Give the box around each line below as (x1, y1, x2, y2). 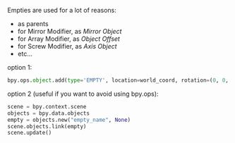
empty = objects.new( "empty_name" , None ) (7, 116, 131, 123)
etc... (17, 49, 33, 58)
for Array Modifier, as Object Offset (17, 35, 120, 43)
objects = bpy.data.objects (7, 109, 90, 117)
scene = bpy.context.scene (7, 103, 87, 110)
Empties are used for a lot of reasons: (7, 6, 116, 14)
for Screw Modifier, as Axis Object (17, 42, 118, 50)
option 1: (7, 63, 32, 71)
